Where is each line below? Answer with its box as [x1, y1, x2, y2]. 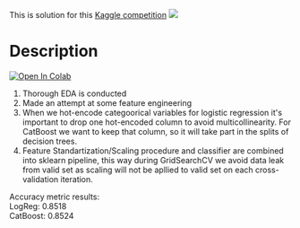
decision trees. [21, 136, 78, 146]
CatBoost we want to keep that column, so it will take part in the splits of [21, 126, 289, 136]
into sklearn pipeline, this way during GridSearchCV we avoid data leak [21, 154, 285, 165]
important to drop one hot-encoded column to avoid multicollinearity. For [21, 117, 291, 127]
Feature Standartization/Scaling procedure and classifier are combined [21, 145, 284, 156]
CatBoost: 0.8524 [9, 210, 74, 221]
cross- [254, 164, 279, 175]
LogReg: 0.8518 [9, 200, 67, 211]
